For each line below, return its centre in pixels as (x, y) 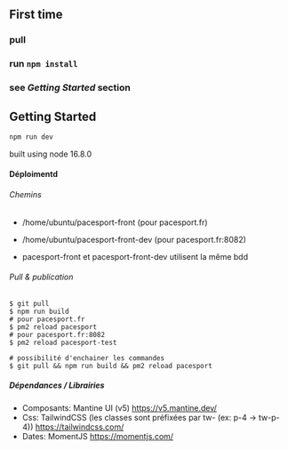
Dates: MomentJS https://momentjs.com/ (98, 436)
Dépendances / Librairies (57, 385)
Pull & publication (41, 277)
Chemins (25, 195)
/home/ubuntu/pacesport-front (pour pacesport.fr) (115, 222)
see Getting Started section (70, 88)
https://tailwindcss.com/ (80, 427)
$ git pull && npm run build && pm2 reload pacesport (111, 366)
